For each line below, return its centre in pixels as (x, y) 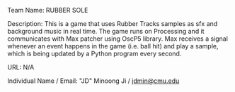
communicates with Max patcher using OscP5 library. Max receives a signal (118, 39)
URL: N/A (21, 67)
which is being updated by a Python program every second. (94, 53)
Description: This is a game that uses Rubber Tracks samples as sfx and (113, 24)
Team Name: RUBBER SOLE (48, 10)
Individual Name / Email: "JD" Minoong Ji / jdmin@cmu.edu (93, 81)
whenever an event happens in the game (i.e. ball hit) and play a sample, (113, 46)
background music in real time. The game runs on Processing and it (106, 31)
